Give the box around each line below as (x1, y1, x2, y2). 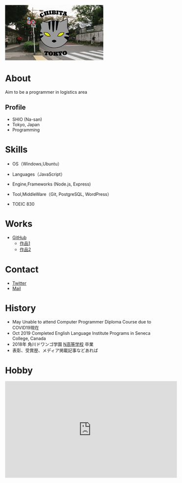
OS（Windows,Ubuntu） (12, 161, 62, 166)
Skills (5, 144, 28, 155)
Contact (5, 264, 39, 275)
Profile (5, 103, 26, 112)
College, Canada (12, 335, 46, 341)
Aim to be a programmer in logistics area (5, 89, 87, 95)
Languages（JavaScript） (12, 171, 65, 177)
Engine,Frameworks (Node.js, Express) (12, 181, 91, 187)
